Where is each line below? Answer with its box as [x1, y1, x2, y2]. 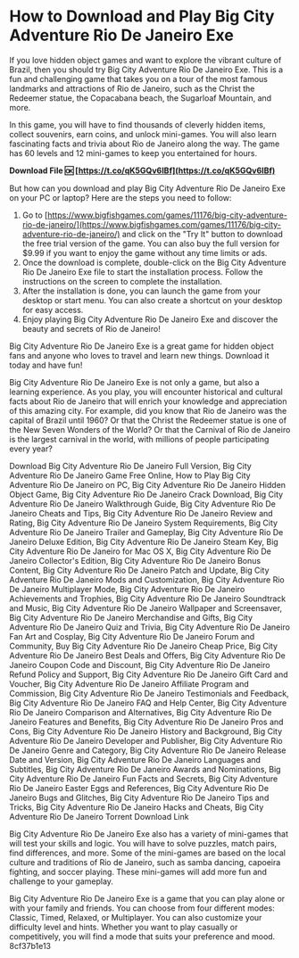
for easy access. [21, 304, 84, 315]
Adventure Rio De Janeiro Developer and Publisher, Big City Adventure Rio [9, 735, 283, 746]
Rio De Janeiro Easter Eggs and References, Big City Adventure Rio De [9, 782, 270, 793]
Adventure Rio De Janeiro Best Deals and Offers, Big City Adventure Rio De [9, 649, 286, 661]
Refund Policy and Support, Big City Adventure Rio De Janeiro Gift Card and [9, 669, 288, 680]
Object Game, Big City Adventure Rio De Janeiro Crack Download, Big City [9, 489, 284, 500]
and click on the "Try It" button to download [121, 228, 283, 239]
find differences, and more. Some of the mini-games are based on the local [9, 847, 286, 858]
